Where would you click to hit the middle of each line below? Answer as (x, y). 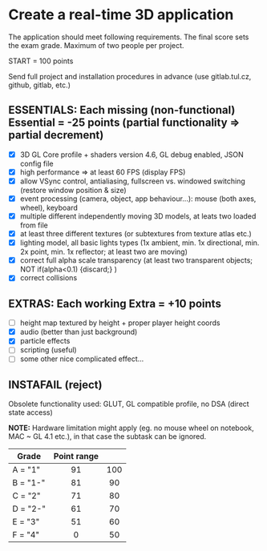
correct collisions (49, 278)
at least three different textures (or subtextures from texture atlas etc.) (136, 234)
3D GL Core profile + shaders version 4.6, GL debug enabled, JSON (132, 155)
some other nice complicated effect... (82, 359)
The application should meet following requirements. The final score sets (129, 37)
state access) (31, 412)
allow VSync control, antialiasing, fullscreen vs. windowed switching (133, 181)
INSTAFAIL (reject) (55, 385)
